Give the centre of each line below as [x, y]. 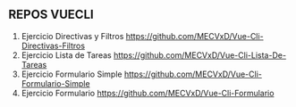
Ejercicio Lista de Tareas [67, 55]
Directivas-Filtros [53, 45]
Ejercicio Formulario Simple [72, 74]
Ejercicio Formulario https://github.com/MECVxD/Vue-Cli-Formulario [148, 93]
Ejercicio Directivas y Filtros [72, 36]
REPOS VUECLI [51, 15]
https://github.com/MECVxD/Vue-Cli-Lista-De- [200, 55]
